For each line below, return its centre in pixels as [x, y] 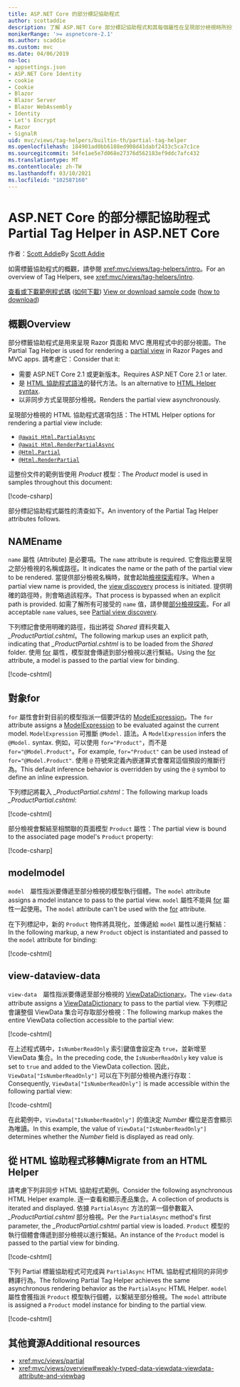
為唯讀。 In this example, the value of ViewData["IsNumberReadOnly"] [108, 1128]
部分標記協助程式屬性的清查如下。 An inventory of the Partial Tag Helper [113, 511]
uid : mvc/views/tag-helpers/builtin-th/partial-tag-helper [98, 140]
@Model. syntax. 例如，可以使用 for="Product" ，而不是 [88, 742]
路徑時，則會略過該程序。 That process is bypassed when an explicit [120, 595]
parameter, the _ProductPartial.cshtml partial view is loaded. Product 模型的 [119, 1226]
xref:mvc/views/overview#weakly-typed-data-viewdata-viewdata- [116, 1368]
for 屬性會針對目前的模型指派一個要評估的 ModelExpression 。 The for [111, 717]
